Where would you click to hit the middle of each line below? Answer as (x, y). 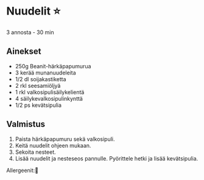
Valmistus (26, 124)
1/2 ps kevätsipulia (38, 105)
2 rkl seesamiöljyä (38, 85)
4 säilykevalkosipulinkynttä (49, 98)
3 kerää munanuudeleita (45, 73)
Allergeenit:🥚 (23, 170)
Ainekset (24, 52)
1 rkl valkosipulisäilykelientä (50, 92)
